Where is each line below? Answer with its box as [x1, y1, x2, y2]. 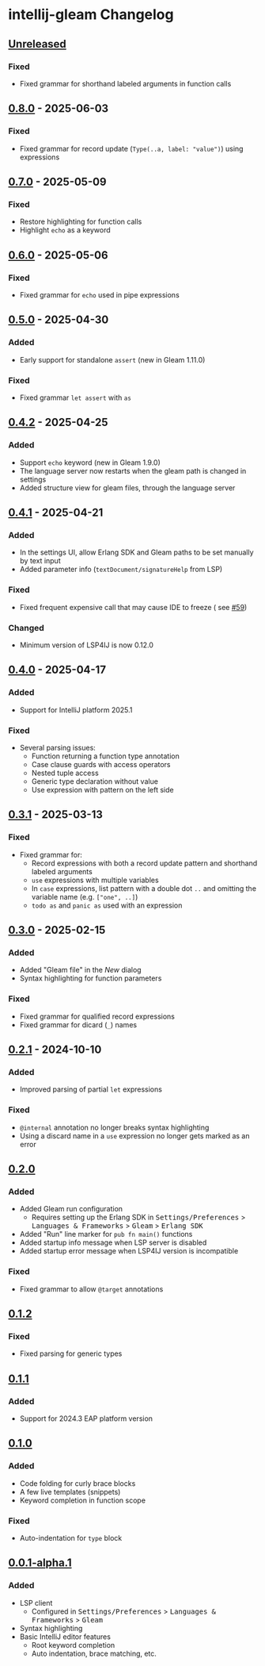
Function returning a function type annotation [31, 751, 180, 761]
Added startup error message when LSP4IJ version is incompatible [19, 1246, 239, 1256]
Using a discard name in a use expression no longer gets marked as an [19, 1130, 250, 1140]
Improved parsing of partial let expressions [19, 1084, 162, 1094]
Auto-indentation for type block [19, 1533, 123, 1542]
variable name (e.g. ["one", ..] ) [31, 892, 138, 901]
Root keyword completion [31, 1640, 115, 1649]
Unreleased [8, 37, 67, 51]
